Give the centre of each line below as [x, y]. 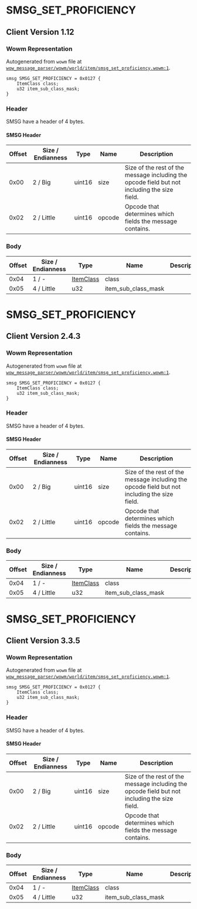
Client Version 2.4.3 [43, 336]
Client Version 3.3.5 [43, 640]
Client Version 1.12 [40, 32]
